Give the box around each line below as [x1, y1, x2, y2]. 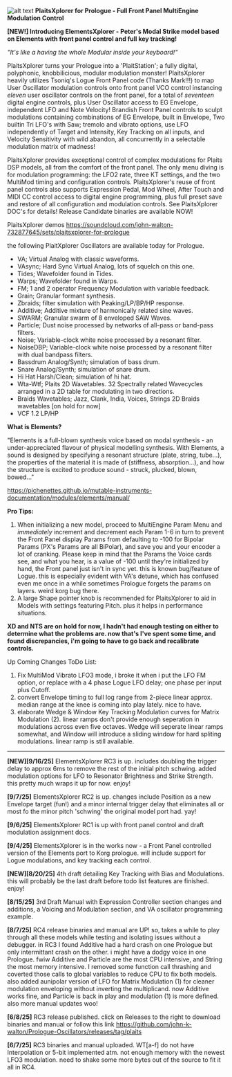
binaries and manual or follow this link [7, 1020, 115, 1028]
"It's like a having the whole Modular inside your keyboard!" [7, 48, 178, 56]
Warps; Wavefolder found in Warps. [17, 277, 119, 285]
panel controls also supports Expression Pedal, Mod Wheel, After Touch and [7, 185, 224, 193]
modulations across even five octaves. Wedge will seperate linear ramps [17, 723, 224, 730]
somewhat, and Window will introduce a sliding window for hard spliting [17, 730, 222, 738]
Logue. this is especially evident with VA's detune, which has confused [17, 572, 219, 580]
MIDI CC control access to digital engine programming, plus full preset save [7, 192, 222, 201]
